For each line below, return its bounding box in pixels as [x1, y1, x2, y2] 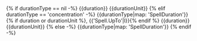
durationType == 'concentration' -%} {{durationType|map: [6, 11, 147, 18]
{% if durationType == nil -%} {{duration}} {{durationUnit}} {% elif [6, 5, 166, 12]
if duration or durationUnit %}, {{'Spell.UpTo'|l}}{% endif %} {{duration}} [14, 17, 190, 24]
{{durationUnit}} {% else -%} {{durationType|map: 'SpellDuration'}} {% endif [6, 23, 192, 30]
